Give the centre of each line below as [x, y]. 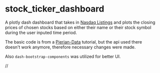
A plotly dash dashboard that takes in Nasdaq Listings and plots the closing [80, 22]
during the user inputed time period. [41, 32]
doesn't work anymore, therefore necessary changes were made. [70, 47]
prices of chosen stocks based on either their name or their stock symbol [78, 27]
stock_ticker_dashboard [55, 9]
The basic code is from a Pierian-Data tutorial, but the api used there [73, 42]
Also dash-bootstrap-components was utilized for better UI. [63, 56]
